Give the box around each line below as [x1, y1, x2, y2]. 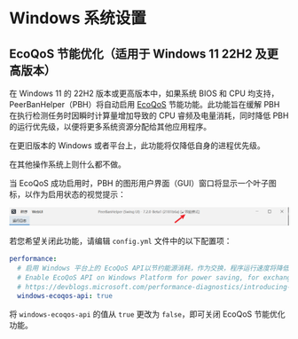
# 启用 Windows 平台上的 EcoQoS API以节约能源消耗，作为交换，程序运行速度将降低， [17, 264, 296, 272]
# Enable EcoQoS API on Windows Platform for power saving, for [17, 272, 260, 282]
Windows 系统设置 [9, 8, 146, 28]
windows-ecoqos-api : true [17, 292, 114, 301]
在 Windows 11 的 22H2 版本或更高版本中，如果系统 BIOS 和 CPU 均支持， [9, 88, 279, 99]
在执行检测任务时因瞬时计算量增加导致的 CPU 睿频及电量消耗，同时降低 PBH [9, 110, 289, 121]
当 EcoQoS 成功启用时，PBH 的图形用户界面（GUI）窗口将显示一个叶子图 [9, 178, 277, 188]
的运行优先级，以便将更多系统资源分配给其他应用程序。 [9, 122, 211, 131]
